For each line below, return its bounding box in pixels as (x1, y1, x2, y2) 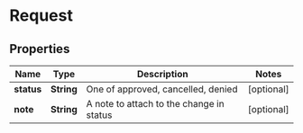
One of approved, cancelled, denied (86, 83, 238, 95)
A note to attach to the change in (86, 98, 225, 110)
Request (9, 5, 74, 26)
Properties (9, 41, 70, 57)
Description (136, 68, 188, 80)
